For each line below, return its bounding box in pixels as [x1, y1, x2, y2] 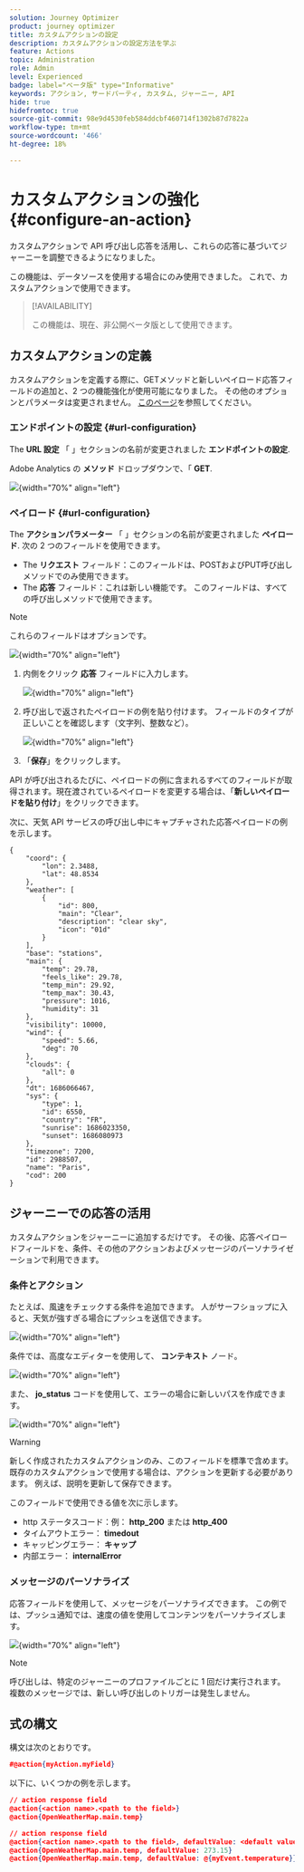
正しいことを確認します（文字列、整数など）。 [22, 718, 194, 729]
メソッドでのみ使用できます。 [22, 571, 134, 582]
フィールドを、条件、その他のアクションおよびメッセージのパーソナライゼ [16, 1242, 294, 1253]
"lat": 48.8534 [42, 870, 100, 879]
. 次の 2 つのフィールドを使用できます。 [17, 540, 166, 551]
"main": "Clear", [57, 910, 124, 919]
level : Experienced [9, 72, 83, 82]
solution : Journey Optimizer [9, 13, 119, 23]
